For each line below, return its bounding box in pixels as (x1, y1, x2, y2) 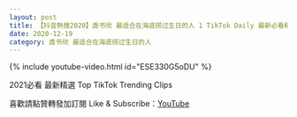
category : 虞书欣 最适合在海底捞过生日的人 (9, 37, 152, 47)
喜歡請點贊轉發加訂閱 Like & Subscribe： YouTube (9, 99, 190, 109)
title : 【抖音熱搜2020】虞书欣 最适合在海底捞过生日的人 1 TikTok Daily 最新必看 (9, 21, 285, 30)
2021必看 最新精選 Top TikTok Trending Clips (9, 80, 173, 91)
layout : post (9, 12, 57, 22)
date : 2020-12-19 (9, 29, 73, 38)
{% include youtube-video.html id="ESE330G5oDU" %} (9, 62, 212, 72)
